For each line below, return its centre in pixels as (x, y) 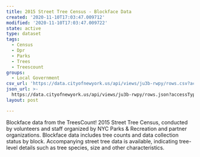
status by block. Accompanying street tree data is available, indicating (92, 141)
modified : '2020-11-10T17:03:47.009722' (57, 23)
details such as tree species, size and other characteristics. (92, 147)
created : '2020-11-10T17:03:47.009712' (56, 17)
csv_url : (17, 84)
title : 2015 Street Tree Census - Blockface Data (69, 12)
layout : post (22, 100)
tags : (13, 39)
